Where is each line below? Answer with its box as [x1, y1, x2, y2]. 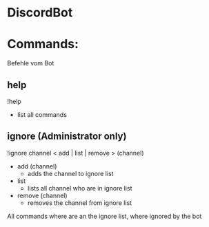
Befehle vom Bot [7, 59, 54, 67]
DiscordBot [7, 5, 73, 21]
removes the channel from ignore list [27, 198, 132, 207]
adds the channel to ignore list [27, 169, 114, 177]
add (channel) [17, 162, 57, 170]
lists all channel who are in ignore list [27, 184, 132, 192]
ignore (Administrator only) [7, 131, 127, 142]
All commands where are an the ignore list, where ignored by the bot [7, 212, 202, 220]
